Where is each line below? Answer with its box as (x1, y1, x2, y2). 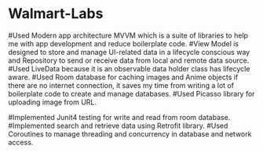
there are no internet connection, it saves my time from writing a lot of (8, 80, 234, 90)
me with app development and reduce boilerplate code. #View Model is (8, 38, 239, 48)
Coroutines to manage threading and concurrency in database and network (8, 129, 252, 138)
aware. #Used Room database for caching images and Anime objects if (8, 72, 239, 82)
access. (8, 137, 34, 147)
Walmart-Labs (8, 5, 104, 23)
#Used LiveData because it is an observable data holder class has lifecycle (8, 64, 250, 73)
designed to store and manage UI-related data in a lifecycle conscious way (8, 47, 250, 56)
